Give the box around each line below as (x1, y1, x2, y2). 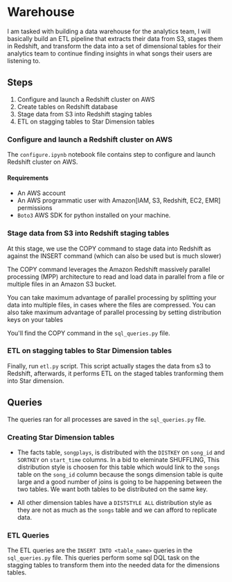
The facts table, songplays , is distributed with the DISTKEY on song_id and (17, 448, 225, 456)
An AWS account (17, 189, 66, 198)
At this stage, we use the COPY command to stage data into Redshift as (7, 244, 211, 253)
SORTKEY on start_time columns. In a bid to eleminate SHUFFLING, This (17, 455, 220, 463)
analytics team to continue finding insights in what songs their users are (7, 49, 213, 58)
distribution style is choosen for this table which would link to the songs (17, 463, 220, 471)
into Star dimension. (7, 376, 64, 385)
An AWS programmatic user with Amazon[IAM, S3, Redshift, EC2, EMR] (17, 196, 221, 205)
